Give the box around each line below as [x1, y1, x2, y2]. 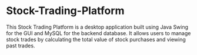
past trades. [6, 42, 35, 49]
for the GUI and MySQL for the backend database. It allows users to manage [6, 29, 191, 36]
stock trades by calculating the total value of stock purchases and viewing [6, 36, 186, 43]
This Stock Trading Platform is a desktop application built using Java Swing [6, 23, 189, 30]
